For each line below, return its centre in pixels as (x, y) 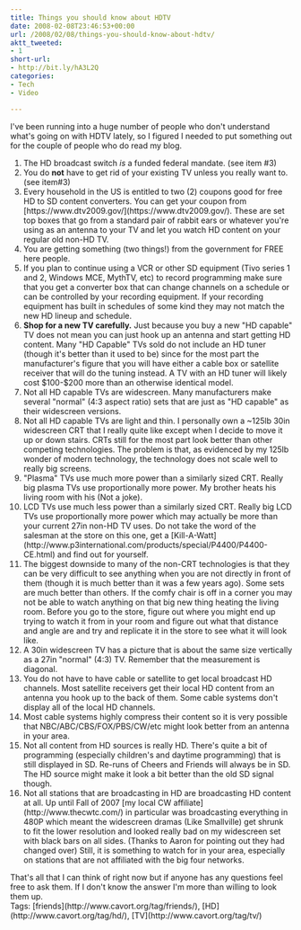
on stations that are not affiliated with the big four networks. (133, 860)
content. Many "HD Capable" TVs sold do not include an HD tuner (145, 344)
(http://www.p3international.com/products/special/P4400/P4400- (145, 545)
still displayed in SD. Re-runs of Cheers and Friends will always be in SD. (157, 764)
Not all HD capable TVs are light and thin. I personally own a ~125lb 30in (156, 421)
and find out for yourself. (103, 554)
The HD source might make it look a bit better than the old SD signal (148, 774)
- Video (25, 93)
